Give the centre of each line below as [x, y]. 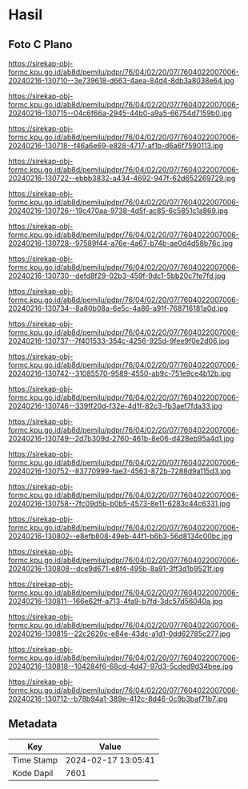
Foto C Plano [40, 44]
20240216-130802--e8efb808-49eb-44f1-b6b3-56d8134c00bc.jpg [120, 536]
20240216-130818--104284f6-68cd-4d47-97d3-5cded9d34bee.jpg [121, 666]
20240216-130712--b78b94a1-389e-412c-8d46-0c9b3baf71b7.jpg [118, 699]
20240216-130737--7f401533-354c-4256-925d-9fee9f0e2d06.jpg [119, 341]
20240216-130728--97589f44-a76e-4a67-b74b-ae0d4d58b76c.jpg [121, 243]
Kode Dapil [33, 773]
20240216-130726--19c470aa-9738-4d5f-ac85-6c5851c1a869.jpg [118, 211]
